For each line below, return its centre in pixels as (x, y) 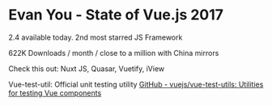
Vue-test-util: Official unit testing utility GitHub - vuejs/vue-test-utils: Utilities (136, 84)
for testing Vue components (55, 93)
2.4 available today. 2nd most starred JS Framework (96, 37)
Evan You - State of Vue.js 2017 (116, 15)
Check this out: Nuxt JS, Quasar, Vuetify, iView (87, 68)
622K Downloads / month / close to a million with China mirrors (114, 53)
